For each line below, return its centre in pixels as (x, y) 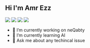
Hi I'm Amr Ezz (28, 8)
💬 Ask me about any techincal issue (48, 40)
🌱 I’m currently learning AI (39, 35)
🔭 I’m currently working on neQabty (48, 30)
